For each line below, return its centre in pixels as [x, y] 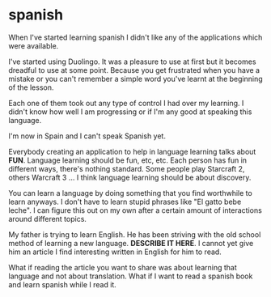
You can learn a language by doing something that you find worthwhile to [130, 193]
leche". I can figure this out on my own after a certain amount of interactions [135, 210]
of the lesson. [31, 87]
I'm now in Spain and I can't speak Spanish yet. [87, 136]
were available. [34, 45]
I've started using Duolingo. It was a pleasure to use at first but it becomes [132, 62]
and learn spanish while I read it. [63, 284]
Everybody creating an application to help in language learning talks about [132, 151]
